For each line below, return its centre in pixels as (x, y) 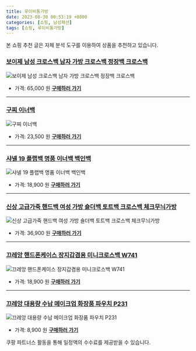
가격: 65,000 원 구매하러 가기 (48, 88)
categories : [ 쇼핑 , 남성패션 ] (39, 22)
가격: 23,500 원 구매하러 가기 (48, 136)
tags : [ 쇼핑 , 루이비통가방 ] (35, 28)
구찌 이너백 (21, 110)
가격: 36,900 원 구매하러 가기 (48, 233)
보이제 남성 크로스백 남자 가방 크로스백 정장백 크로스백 (77, 62)
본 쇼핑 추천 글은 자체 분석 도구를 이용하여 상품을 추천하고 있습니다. (82, 45)
